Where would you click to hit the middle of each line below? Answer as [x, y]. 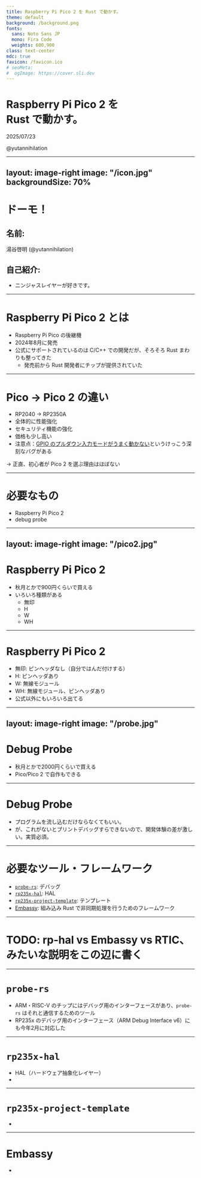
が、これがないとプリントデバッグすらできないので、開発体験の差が [98, 829]
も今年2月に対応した [40, 1028]
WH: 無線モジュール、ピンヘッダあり [60, 691]
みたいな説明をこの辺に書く [74, 955]
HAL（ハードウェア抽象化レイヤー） [60, 1073]
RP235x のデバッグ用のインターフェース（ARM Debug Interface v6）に [102, 1020]
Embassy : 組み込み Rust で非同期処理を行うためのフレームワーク [95, 908]
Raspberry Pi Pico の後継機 [48, 335]
